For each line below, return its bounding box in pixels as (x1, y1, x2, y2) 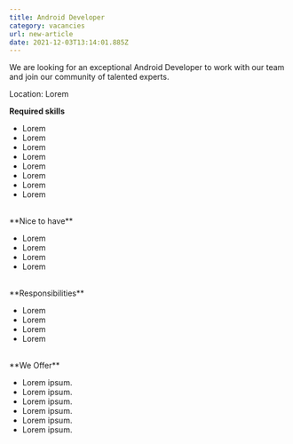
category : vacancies (9, 21, 86, 30)
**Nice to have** (9, 216, 74, 226)
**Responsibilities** (9, 288, 84, 298)
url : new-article (9, 29, 74, 38)
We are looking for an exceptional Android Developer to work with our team (9, 62, 285, 73)
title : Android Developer (9, 12, 105, 22)
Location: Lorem (9, 89, 69, 99)
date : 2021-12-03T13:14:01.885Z (9, 37, 129, 47)
